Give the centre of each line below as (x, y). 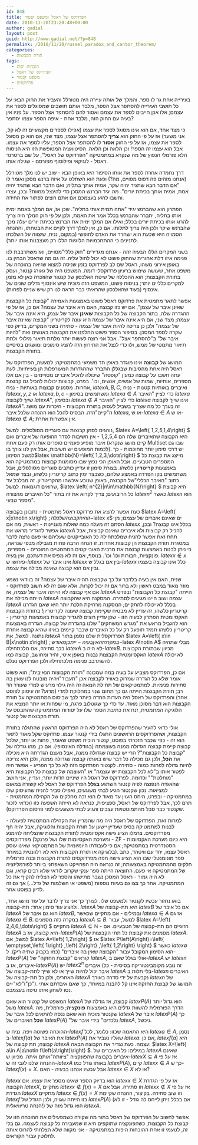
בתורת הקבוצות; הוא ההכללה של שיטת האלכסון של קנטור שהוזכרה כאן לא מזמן (93, 277)
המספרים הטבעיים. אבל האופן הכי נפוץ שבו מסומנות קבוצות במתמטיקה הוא (90, 461)
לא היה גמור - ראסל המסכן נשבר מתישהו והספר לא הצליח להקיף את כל (85, 877)
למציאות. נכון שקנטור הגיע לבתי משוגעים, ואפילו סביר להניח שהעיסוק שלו (87, 790)
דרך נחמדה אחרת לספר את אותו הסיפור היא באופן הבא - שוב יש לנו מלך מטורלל (95, 172)
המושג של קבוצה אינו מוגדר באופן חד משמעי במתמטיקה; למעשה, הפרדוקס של (94, 362)
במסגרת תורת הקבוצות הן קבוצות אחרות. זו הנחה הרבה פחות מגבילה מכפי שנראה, (98, 542)
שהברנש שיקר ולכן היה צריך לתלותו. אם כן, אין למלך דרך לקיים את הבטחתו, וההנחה (98, 228)
